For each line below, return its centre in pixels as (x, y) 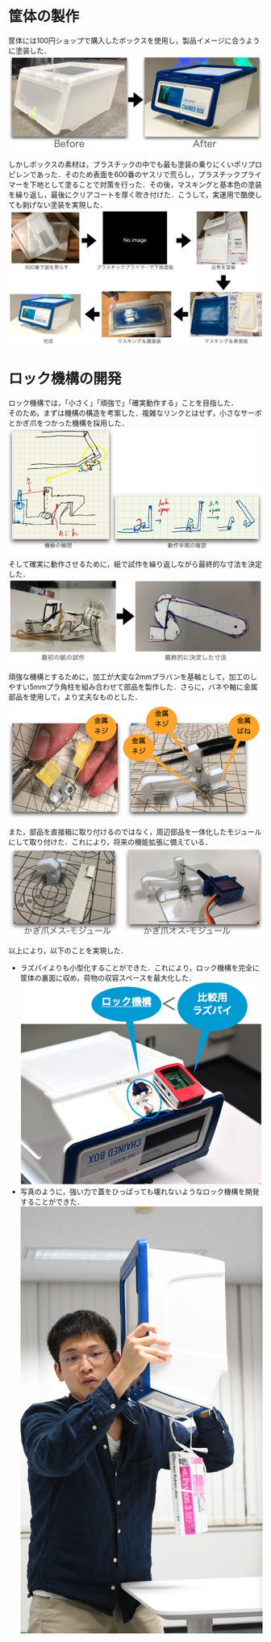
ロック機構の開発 (65, 379)
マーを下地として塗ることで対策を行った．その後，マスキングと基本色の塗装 (135, 185)
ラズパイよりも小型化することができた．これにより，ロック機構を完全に (140, 968)
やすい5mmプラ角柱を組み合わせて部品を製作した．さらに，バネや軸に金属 (133, 686)
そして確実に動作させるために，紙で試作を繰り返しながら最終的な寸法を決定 (135, 564)
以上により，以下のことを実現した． (68, 950)
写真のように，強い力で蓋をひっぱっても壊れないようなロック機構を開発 (140, 1192)
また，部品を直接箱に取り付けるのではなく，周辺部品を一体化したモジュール (135, 832)
